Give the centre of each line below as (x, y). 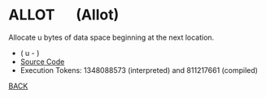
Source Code (42, 62)
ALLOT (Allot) (64, 15)
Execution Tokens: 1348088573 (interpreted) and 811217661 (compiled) (139, 70)
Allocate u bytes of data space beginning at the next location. (111, 37)
